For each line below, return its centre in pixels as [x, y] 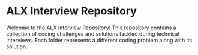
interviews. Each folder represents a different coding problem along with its [99, 40]
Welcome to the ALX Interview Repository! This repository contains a [91, 27]
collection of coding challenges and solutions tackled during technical [93, 33]
